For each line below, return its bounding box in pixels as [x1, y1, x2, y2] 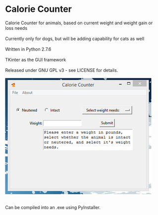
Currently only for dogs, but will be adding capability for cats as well [5, 36, 145, 42]
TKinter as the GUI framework [5, 56, 66, 62]
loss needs [5, 25, 28, 31]
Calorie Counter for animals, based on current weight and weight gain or [5, 20, 153, 26]
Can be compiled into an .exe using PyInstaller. [5, 204, 101, 210]
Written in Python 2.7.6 [5, 46, 52, 52]
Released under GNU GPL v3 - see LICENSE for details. [5, 67, 118, 73]
